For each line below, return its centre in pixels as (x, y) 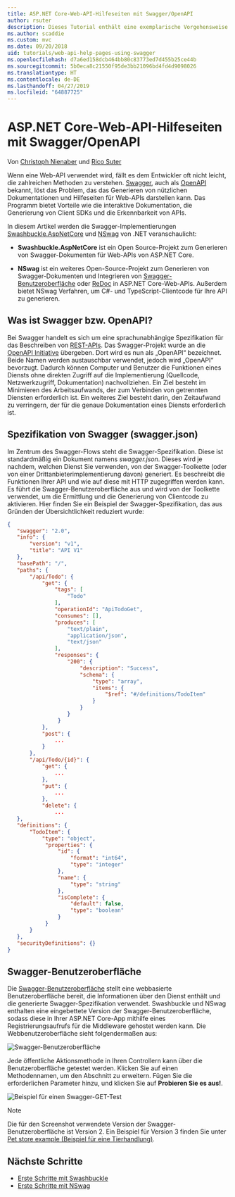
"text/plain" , (88, 629)
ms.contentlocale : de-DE (44, 79)
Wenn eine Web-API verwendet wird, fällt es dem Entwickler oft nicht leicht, (117, 175)
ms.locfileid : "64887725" (45, 92)
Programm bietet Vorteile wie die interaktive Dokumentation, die (100, 206)
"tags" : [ (69, 590)
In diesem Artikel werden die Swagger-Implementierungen (92, 227)
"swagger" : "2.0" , (44, 531)
